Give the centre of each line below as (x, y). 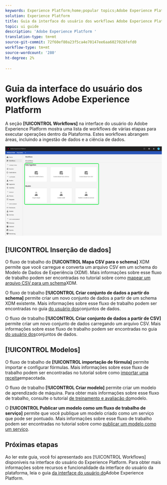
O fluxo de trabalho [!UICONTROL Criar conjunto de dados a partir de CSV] (83, 318)
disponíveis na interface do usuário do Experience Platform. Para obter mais (83, 462)
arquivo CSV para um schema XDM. (42, 283)
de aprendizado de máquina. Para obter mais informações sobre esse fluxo (82, 393)
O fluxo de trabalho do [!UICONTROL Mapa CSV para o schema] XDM (77, 262)
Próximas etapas (32, 445)
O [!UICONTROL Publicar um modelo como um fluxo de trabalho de (76, 408)
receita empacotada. (26, 378)
